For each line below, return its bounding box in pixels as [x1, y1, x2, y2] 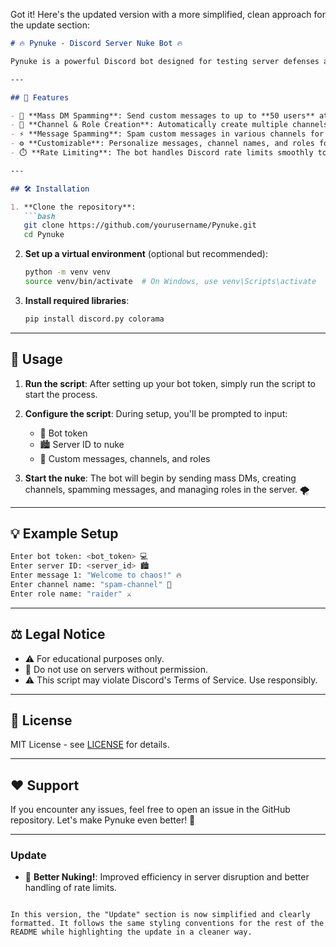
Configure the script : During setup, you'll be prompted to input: [24, 407, 288, 419]
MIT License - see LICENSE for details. [10, 739, 170, 751]
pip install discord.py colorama [24, 314, 165, 324]
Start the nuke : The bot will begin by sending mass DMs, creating [24, 472, 297, 484]
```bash [23, 211, 56, 221]
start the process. [24, 388, 98, 400]
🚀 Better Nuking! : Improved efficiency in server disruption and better [24, 871, 310, 883]
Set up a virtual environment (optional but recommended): [24, 248, 268, 260]
